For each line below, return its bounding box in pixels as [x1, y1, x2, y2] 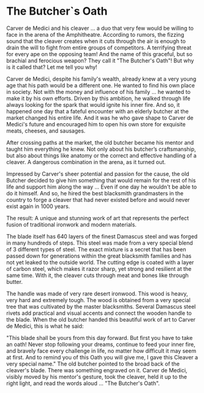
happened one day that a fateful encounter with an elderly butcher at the [6, 107, 189, 115]
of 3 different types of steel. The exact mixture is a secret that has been [6, 245, 186, 253]
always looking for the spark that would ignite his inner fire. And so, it [6, 101, 180, 108]
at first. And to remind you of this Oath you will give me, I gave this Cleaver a [6, 353, 199, 361]
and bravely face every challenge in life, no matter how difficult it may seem [6, 347, 197, 355]
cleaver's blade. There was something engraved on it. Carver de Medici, [6, 366, 188, 373]
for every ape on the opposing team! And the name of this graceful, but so [6, 50, 193, 57]
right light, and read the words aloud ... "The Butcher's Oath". [6, 380, 160, 387]
